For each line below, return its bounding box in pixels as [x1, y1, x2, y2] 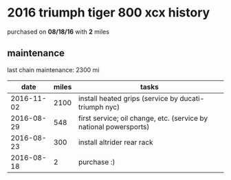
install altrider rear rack [78, 137, 153, 147]
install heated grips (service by [78, 93, 179, 103]
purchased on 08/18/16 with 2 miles [7, 27, 110, 36]
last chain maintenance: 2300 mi [7, 65, 100, 74]
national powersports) [78, 122, 150, 131]
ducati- [179, 93, 205, 103]
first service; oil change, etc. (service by [78, 113, 208, 123]
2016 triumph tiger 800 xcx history [7, 5, 210, 21]
